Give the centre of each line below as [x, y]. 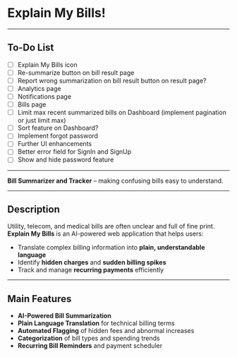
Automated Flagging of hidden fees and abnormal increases [106, 331]
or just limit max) [42, 121]
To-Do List [31, 48]
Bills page [32, 104]
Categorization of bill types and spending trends [89, 338]
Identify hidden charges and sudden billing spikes [92, 262]
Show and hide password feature [66, 159]
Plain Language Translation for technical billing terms [96, 323]
